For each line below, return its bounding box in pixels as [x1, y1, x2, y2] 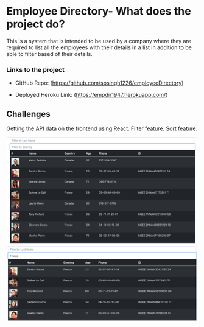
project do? [6, 17, 65, 31]
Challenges [6, 108, 51, 119]
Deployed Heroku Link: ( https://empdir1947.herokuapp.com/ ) [15, 91, 168, 99]
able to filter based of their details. [6, 50, 93, 57]
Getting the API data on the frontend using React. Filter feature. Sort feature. [6, 125, 198, 132]
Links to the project [6, 65, 65, 74]
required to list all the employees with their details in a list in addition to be [6, 44, 192, 51]
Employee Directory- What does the [6, 4, 191, 18]
